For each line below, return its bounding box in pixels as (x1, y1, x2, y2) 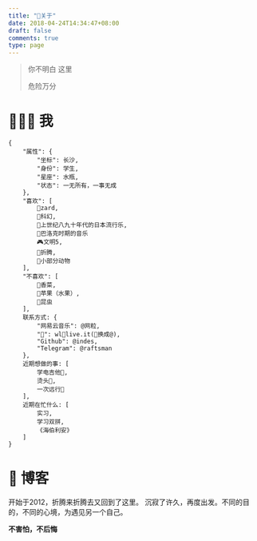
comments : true (8, 34, 59, 42)
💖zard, (37, 205, 59, 213)
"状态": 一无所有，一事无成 (37, 181, 117, 190)
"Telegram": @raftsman (37, 344, 113, 352)
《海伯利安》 (37, 427, 73, 435)
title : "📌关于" (8, 11, 57, 20)
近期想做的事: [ (22, 360, 69, 368)
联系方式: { (22, 313, 57, 322)
